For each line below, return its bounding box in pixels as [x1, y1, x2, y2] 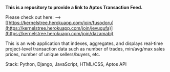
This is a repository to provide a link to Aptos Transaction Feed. [5, 5, 143, 10]
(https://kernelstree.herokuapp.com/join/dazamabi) [5, 31, 114, 36]
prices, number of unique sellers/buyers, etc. [5, 51, 101, 57]
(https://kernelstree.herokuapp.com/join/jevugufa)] [5, 25, 113, 31]
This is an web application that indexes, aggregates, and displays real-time [5, 40, 163, 46]
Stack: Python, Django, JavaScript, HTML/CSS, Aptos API [5, 61, 127, 67]
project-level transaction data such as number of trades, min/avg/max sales [5, 46, 165, 52]
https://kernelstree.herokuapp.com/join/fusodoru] [8, 20, 114, 26]
